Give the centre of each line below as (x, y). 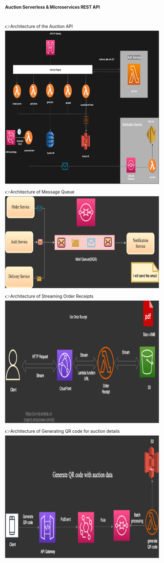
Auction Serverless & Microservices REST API (52, 7)
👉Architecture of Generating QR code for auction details (62, 431)
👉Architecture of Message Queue (40, 192)
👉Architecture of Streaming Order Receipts (49, 296)
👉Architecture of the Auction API (39, 26)
